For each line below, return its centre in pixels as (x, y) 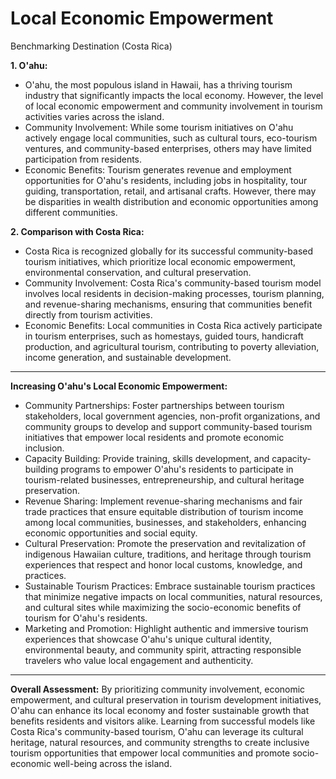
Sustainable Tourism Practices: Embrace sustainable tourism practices (170, 586)
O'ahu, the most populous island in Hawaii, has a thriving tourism (158, 84)
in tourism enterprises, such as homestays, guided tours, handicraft (164, 336)
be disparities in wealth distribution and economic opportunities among (171, 201)
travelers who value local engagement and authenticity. (139, 660)
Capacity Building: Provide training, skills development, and (147, 458)
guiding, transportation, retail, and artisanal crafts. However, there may (170, 191)
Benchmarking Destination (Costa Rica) (91, 46)
